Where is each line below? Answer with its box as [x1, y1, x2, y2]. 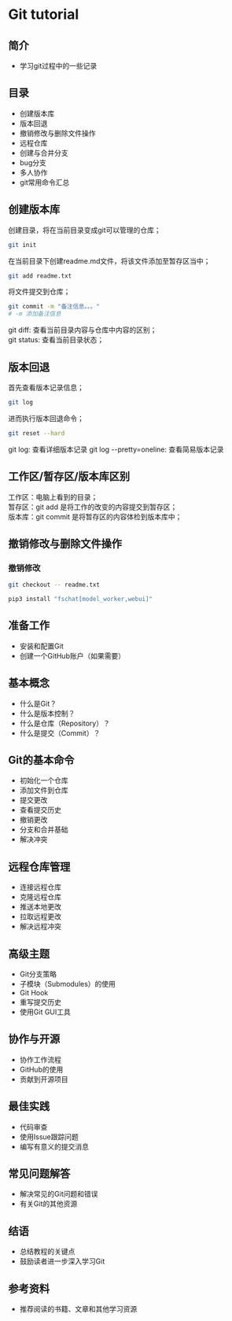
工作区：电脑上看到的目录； [8, 492, 98, 501]
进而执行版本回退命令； [8, 413, 84, 422]
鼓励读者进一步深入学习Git [19, 1256, 105, 1266]
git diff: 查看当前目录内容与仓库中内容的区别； [8, 325, 157, 335]
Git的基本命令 [8, 753, 75, 766]
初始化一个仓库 [19, 776, 68, 785]
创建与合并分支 [19, 148, 68, 157]
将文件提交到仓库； [8, 287, 71, 297]
